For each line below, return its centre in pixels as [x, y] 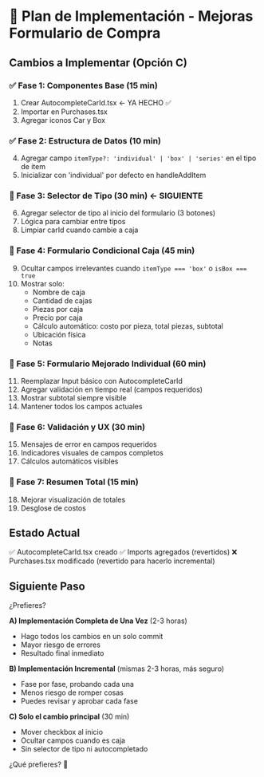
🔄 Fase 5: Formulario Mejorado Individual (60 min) [108, 364]
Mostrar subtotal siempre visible [73, 398]
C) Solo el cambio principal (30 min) [69, 716]
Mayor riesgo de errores [60, 645]
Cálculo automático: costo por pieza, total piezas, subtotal [128, 325]
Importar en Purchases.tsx [64, 112]
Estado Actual [45, 533]
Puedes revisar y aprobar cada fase [79, 701]
